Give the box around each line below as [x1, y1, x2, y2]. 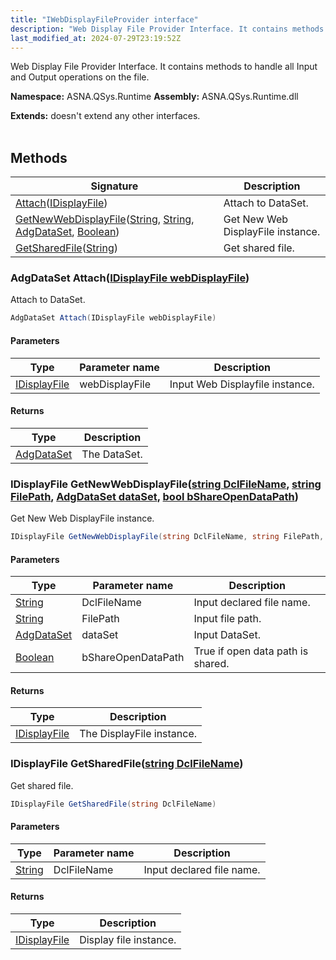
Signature [90, 179, 139, 193]
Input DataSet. [193, 628, 261, 642]
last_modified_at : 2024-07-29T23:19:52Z [10, 33, 182, 43]
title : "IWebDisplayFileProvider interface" [10, 14, 199, 25]
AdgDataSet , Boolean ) [15, 225, 120, 239]
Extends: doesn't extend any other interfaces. [10, 110, 201, 122]
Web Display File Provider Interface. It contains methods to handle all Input [10, 61, 318, 73]
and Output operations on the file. [10, 71, 150, 83]
